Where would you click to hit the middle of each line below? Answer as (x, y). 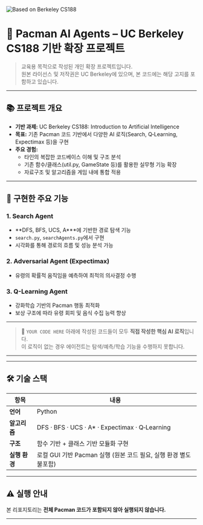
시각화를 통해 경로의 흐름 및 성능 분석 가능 (64, 245)
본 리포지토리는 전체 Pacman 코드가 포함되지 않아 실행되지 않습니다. (86, 509)
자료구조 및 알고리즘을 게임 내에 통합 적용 (72, 172)
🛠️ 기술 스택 (27, 379)
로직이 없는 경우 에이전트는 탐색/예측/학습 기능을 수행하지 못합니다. (106, 347)
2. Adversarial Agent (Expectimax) (58, 262)
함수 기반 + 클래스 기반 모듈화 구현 (83, 443)
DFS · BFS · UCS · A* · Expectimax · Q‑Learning (104, 427)
